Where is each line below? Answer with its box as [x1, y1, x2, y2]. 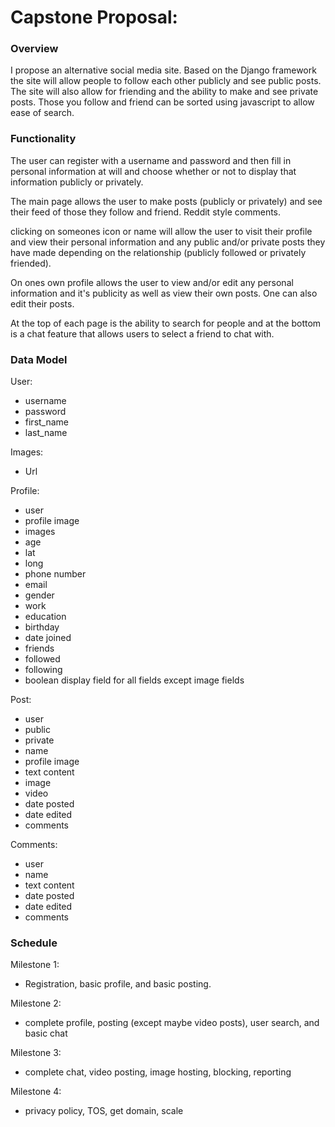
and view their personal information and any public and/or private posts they [10, 236, 326, 248]
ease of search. [10, 107, 75, 119]
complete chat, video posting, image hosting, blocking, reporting [24, 1066, 292, 1078]
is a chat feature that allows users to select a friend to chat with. [10, 327, 275, 340]
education [24, 611, 67, 623]
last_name [24, 427, 68, 439]
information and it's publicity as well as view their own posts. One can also [10, 287, 318, 299]
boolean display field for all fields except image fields [24, 674, 245, 686]
